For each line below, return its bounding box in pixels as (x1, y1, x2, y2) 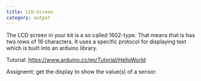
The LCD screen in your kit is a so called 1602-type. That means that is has (6, 31, 196, 38)
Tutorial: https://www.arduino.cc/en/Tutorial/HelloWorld (6, 56, 146, 63)
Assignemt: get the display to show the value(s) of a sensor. (6, 68, 157, 75)
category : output (6, 15, 51, 21)
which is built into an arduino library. (6, 44, 98, 52)
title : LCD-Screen (6, 9, 53, 15)
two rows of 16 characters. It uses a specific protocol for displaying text (6, 38, 186, 45)
